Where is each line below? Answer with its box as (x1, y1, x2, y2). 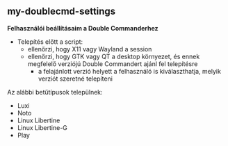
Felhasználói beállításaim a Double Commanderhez (7, 24, 158, 32)
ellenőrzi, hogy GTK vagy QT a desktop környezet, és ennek (27, 52, 200, 60)
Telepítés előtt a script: (17, 38, 83, 46)
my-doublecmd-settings (7, 6, 116, 17)
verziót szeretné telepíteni (38, 74, 113, 83)
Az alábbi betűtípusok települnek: (7, 88, 103, 96)
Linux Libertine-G (17, 123, 68, 131)
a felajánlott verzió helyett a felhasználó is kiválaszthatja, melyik (38, 67, 221, 75)
